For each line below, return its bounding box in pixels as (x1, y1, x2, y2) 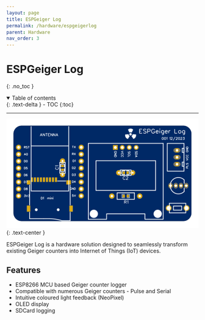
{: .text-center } (6, 229, 46, 237)
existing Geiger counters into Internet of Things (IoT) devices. (6, 247, 161, 255)
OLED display (15, 301, 49, 307)
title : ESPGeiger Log (6, 16, 62, 23)
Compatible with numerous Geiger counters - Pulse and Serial (15, 288, 171, 294)
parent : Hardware (6, 29, 51, 35)
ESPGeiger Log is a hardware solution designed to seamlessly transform (6, 241, 188, 248)
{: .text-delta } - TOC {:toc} (6, 101, 74, 108)
